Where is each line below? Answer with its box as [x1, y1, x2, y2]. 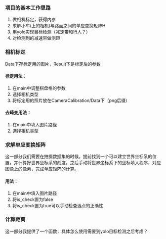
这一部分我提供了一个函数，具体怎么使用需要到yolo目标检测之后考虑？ [5, 228, 148, 234]
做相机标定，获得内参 [12, 16, 56, 23]
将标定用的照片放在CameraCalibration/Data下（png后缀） [12, 97, 130, 103]
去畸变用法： [5, 110, 31, 116]
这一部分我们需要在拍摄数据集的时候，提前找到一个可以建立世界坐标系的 [5, 153, 152, 159]
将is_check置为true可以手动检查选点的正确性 [12, 202, 104, 208]
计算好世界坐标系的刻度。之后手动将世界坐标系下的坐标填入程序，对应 [18, 160, 161, 166]
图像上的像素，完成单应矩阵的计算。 [5, 166, 79, 172]
